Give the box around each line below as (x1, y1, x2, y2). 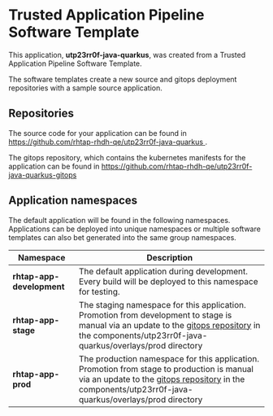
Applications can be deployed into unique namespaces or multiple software (8, 224, 262, 234)
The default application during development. (78, 265, 249, 277)
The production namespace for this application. (78, 353, 260, 364)
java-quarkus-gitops (8, 169, 77, 180)
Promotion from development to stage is (78, 309, 232, 321)
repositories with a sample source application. (8, 83, 162, 93)
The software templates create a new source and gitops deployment (8, 74, 237, 84)
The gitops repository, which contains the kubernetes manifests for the (8, 152, 246, 162)
